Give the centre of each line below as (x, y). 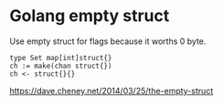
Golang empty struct (90, 16)
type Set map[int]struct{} (61, 58)
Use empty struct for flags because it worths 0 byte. (108, 41)
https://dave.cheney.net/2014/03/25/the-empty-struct (111, 90)
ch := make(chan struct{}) (61, 66)
